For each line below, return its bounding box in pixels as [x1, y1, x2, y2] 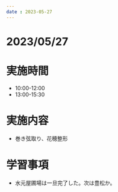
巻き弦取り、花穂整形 [14, 135, 68, 142]
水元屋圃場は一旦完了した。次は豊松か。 [14, 179, 116, 187]
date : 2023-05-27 [6, 8, 52, 15]
